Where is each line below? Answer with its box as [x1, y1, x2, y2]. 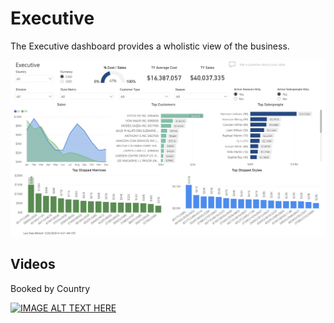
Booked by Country [10, 282, 91, 294]
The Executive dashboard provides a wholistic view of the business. [10, 40, 290, 52]
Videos [10, 256, 56, 273]
